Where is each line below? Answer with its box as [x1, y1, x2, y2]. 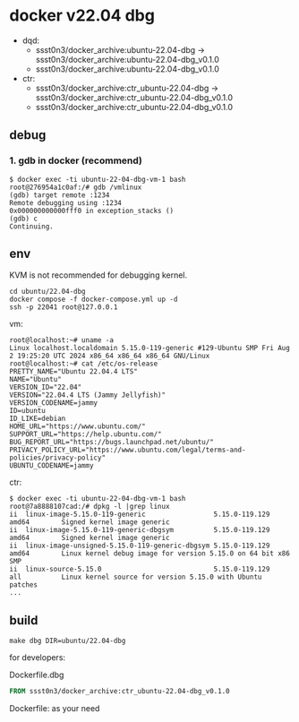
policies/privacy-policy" [9, 453, 106, 462]
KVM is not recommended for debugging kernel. [9, 270, 188, 280]
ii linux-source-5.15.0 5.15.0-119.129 [9, 565, 270, 574]
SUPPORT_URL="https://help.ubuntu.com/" [9, 430, 163, 439]
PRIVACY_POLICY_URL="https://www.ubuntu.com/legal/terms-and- [9, 445, 246, 455]
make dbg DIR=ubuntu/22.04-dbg [9, 637, 126, 646]
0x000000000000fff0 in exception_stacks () [9, 206, 175, 215]
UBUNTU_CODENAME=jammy [9, 461, 94, 470]
